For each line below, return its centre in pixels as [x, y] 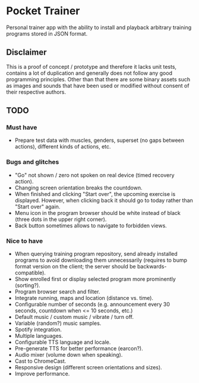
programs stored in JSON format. [47, 33]
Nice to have [25, 240]
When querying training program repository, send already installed [96, 254]
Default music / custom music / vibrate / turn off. [74, 317]
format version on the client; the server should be [75, 267]
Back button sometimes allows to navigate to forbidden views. [91, 225]
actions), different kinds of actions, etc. [63, 147]
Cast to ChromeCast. [40, 361]
